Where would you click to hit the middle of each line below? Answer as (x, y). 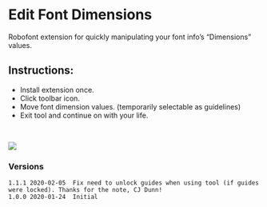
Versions (26, 166)
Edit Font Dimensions (80, 15)
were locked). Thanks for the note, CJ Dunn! (85, 190)
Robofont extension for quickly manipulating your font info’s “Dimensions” (130, 37)
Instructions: (41, 71)
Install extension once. (57, 90)
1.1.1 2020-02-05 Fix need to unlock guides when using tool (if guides (134, 183)
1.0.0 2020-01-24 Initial (53, 197)
